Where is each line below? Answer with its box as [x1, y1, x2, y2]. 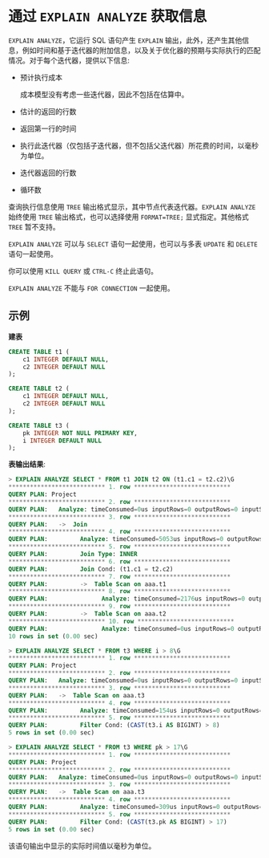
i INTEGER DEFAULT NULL [22, 437, 102, 445]
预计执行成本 [19, 72, 62, 82]
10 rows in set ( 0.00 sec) [8, 632, 98, 640]
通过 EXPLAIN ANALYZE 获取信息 [8, 7, 207, 26]
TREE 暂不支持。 [8, 222, 60, 231]
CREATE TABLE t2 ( [8, 384, 70, 393]
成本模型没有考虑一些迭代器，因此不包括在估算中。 [19, 89, 189, 99]
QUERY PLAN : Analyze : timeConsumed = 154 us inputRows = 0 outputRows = [8, 706, 263, 714]
